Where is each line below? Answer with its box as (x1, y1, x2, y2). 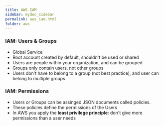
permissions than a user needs (12, 115, 76, 121)
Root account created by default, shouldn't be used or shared (12, 54, 139, 60)
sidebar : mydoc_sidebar (5, 12, 55, 17)
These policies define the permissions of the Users (12, 104, 118, 110)
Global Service (12, 49, 43, 55)
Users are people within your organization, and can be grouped (12, 59, 143, 65)
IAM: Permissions (5, 88, 49, 95)
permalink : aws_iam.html (5, 16, 57, 21)
